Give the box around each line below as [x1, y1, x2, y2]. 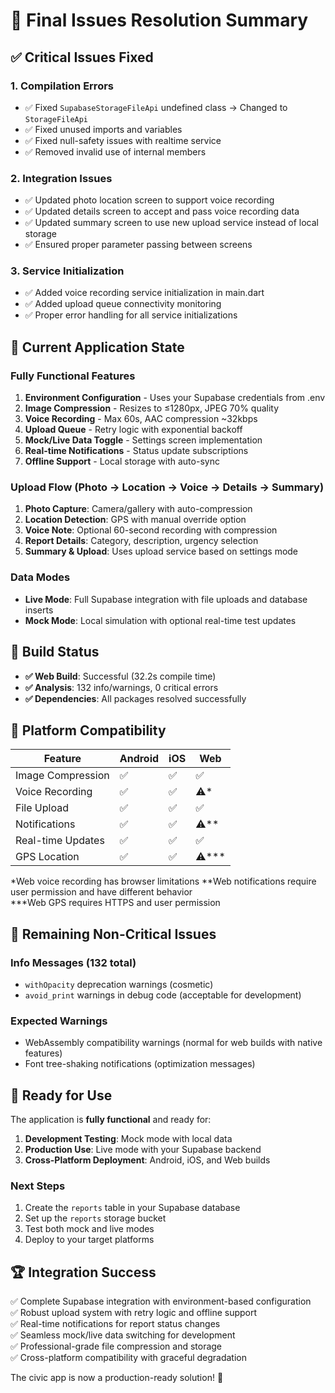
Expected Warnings [10, 1014, 108, 1028]
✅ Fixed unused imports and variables [24, 123, 183, 135]
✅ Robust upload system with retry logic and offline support [10, 1307, 258, 1319]
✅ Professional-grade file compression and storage [10, 1340, 223, 1353]
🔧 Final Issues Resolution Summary [10, 9, 309, 32]
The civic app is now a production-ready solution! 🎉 [10, 1372, 224, 1384]
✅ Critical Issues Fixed [10, 49, 154, 66]
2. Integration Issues [10, 171, 113, 185]
